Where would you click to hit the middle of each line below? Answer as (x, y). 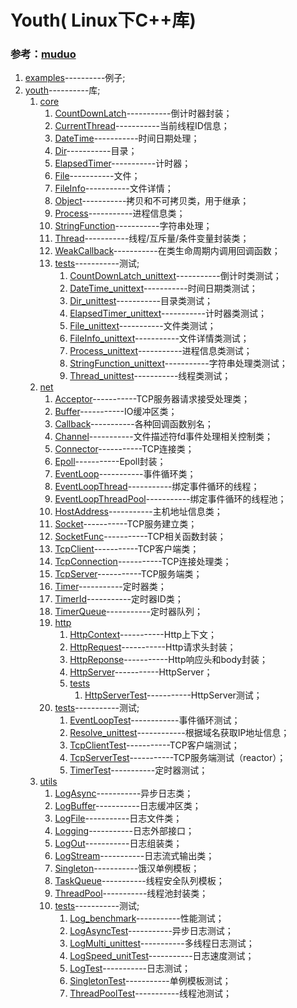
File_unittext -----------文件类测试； (143, 326)
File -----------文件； (97, 176)
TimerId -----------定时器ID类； (119, 599)
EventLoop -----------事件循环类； (125, 474)
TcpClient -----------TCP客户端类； (127, 549)
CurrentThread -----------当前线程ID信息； (142, 126)
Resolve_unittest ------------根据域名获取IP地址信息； (179, 733)
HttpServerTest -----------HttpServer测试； (173, 695)
